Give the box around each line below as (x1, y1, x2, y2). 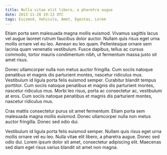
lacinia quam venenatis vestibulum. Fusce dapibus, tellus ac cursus (5, 46, 144, 52)
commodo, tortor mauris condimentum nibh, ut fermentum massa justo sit (5, 51, 157, 57)
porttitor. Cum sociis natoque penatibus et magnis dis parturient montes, (5, 82, 155, 88)
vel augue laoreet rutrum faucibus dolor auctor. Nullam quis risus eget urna (5, 35, 160, 41)
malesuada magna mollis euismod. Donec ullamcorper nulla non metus (5, 113, 151, 119)
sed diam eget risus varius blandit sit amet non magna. (5, 144, 118, 150)
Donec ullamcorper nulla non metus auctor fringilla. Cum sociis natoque (5, 66, 153, 72)
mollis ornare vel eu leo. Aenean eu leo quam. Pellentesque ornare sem (5, 41, 152, 47)
